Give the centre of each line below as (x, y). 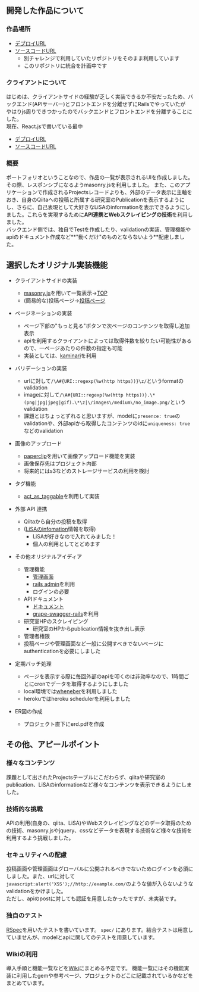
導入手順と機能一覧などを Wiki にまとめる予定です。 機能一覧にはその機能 (95, 968)
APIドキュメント (43, 599)
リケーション (22, 192)
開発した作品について (45, 11)
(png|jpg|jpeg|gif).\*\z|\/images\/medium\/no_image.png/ (97, 403)
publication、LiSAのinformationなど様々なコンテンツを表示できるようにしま (99, 784)
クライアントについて (37, 82)
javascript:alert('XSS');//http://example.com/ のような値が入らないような (100, 884)
